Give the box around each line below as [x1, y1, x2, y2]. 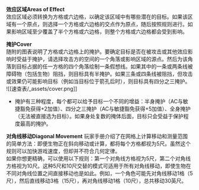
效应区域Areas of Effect [6, 6, 65, 12]
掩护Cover [6, 41, 32, 47]
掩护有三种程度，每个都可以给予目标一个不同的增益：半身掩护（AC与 [14, 98, 184, 104]
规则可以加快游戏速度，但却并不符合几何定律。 [6, 148, 120, 154]
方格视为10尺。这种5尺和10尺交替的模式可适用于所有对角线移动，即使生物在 [6, 163, 191, 169]
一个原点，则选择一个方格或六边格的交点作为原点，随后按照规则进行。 [16, 21, 188, 27]
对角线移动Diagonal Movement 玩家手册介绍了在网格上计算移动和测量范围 [6, 133, 188, 140]
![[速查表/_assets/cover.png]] [6, 85, 78, 92]
